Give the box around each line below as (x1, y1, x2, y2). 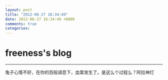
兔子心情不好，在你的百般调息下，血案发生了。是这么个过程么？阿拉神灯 (5, 69, 154, 75)
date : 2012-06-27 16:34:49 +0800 (5, 16, 75, 21)
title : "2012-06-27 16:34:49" (5, 12, 68, 17)
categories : (5, 26, 30, 31)
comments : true (5, 21, 37, 26)
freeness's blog (5, 47, 72, 59)
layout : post (5, 7, 32, 12)
